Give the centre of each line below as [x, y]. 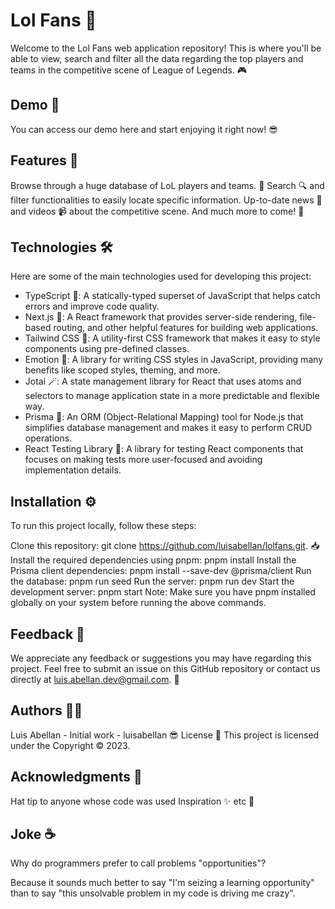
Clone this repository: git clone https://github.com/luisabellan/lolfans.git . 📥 [165, 546]
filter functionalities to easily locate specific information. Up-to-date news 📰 [166, 200]
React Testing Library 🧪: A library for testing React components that [164, 449]
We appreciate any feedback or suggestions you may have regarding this [161, 658]
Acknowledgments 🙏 [76, 777]
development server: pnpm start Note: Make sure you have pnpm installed [163, 592]
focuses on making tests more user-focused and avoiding [143, 460]
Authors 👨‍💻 [46, 710]
